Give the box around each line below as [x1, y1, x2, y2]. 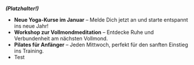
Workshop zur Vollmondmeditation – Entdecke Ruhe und [13, 29, 154, 36]
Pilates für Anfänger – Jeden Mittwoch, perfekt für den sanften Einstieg [13, 41, 188, 48]
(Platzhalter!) [5, 5, 39, 12]
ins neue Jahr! [13, 23, 49, 29]
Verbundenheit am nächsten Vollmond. [13, 35, 108, 42]
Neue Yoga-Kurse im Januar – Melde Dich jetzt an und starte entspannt [13, 16, 188, 23]
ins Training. [13, 47, 45, 54]
